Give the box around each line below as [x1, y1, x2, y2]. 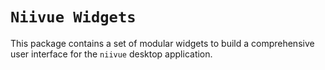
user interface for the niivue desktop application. [10, 48, 213, 60]
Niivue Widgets [10, 8, 137, 27]
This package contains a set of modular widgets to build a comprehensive [10, 37, 315, 49]
